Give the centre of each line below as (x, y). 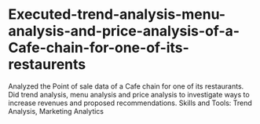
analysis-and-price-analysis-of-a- (124, 31)
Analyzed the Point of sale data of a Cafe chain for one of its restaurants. (126, 86)
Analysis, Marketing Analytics (56, 111)
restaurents (47, 65)
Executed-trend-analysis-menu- (117, 15)
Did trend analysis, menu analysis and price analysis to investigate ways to (129, 94)
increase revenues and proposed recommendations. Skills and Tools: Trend (130, 103)
